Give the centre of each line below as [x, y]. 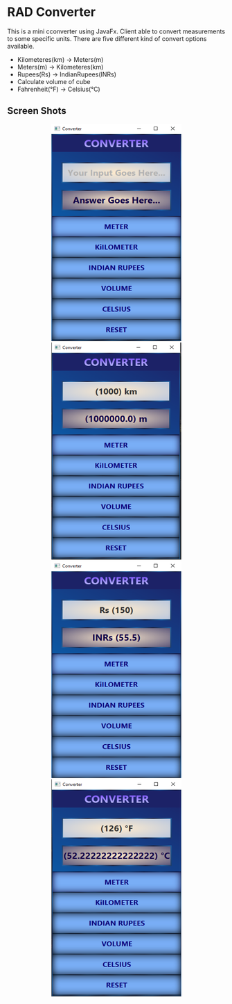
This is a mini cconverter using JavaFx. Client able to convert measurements [116, 31]
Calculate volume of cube [54, 81]
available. [21, 46]
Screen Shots [37, 111]
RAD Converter [51, 12]
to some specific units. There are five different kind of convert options [107, 38]
